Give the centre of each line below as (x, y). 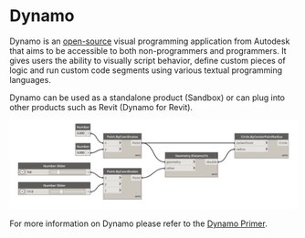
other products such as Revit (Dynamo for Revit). (101, 107)
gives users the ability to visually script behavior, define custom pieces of (147, 60)
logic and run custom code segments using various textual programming (146, 70)
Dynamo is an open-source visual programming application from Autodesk (150, 41)
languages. (31, 79)
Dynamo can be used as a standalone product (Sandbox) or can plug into (147, 98)
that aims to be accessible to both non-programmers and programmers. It (148, 50)
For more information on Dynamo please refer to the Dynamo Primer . (138, 223)
